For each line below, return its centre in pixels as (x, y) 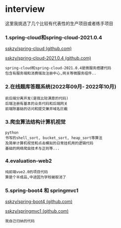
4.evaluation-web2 (29, 161)
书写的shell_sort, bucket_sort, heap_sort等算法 (54, 138)
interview (25, 9)
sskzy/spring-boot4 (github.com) (39, 202)
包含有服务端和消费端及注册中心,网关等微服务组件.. (51, 73)
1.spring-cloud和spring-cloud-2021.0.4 (54, 37)
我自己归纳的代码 (20, 221)
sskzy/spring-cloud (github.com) (39, 48)
